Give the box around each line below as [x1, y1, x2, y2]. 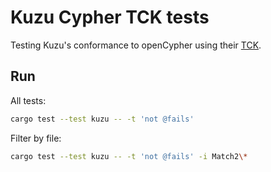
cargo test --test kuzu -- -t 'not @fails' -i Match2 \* [10, 151, 248, 161]
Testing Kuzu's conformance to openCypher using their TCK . [10, 39, 262, 51]
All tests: [10, 94, 47, 106]
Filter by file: [10, 132, 62, 144]
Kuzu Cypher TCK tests [10, 6, 210, 29]
